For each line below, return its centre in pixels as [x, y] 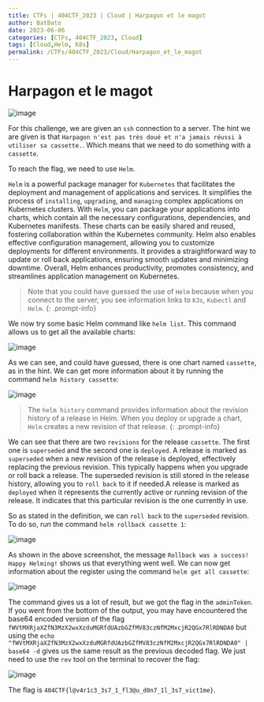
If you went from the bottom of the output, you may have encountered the [128, 610]
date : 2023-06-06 [37, 30]
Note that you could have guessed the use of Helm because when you [140, 291]
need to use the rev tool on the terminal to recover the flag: [104, 659]
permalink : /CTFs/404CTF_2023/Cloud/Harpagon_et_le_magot [105, 52]
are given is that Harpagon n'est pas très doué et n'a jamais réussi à [125, 136]
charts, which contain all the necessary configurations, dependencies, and [129, 217]
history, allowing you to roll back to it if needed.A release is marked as [124, 484]
